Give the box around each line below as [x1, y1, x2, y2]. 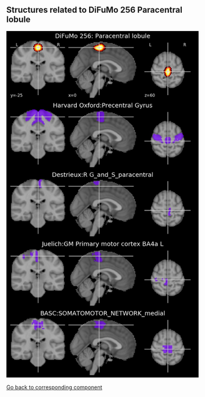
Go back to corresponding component [6, 384, 103, 391]
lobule [6, 15, 31, 25]
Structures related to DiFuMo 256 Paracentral [6, 5, 183, 15]
